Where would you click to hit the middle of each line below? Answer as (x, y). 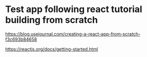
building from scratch (51, 20)
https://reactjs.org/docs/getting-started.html (52, 49)
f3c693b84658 (21, 39)
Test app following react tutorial (74, 9)
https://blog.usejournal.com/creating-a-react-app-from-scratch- (73, 34)
